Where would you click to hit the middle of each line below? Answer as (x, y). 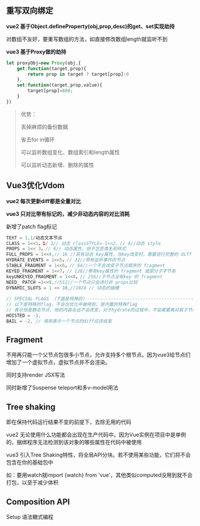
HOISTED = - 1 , (24, 316)
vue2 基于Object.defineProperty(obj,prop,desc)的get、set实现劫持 (90, 26)
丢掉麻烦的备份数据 (44, 127)
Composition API (38, 502)
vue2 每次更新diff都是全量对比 (44, 201)
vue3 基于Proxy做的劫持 (36, 51)
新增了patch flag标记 (32, 227)
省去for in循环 (37, 139)
